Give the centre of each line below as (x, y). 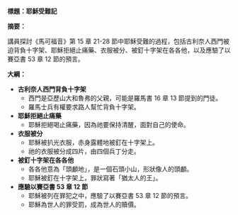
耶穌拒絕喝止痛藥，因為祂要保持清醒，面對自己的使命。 (109, 125)
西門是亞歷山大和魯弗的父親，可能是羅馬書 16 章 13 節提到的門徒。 (125, 98)
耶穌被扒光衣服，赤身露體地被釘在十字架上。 (93, 142)
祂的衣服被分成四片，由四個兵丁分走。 (84, 151)
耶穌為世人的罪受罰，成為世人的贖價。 (84, 204)
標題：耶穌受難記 (32, 11)
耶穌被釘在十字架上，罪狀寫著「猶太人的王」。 (95, 178)
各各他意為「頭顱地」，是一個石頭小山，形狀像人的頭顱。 (110, 169)
